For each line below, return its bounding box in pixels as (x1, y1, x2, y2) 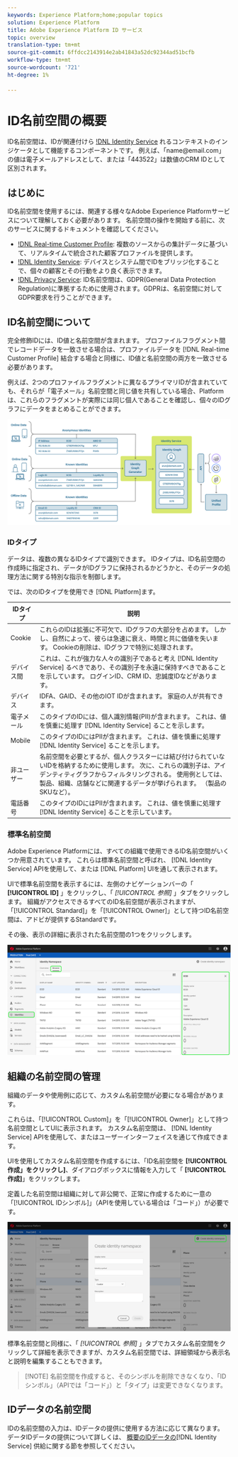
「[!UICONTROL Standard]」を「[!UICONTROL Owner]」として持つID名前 (7, 906, 223, 915)
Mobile (10, 736, 30, 745)
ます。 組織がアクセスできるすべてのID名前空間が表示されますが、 (7, 897, 200, 906)
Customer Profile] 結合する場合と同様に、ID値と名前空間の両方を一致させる (7, 354, 228, 362)
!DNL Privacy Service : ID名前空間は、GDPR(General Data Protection (17, 276, 216, 284)
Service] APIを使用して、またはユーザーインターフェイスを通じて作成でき (7, 1132, 222, 1141)
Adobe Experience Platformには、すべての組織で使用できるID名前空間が (7, 847, 217, 855)
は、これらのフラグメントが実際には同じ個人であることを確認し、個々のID (7, 396, 225, 404)
